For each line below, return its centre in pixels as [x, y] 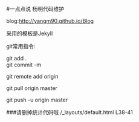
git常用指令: [21, 46]
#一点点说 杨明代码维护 [35, 9]
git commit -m [24, 65]
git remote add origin [32, 76]
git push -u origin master [37, 100]
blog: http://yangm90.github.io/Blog [50, 21]
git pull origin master [32, 88]
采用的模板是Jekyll [30, 33]
